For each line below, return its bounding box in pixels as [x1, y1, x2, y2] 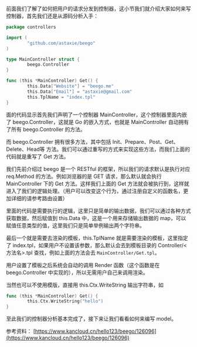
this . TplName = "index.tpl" [27, 94, 96, 100]
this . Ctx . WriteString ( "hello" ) [27, 298, 104, 304]
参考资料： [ [6, 328, 36, 335]
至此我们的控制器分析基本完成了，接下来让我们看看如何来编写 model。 [6, 315, 177, 322]
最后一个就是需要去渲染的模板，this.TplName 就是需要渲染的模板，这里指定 [6, 234, 189, 241]
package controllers [6, 24, 57, 30]
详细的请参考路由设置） [11, 194, 68, 201]
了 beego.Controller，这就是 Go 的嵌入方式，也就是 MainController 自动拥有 [6, 118, 189, 125]
